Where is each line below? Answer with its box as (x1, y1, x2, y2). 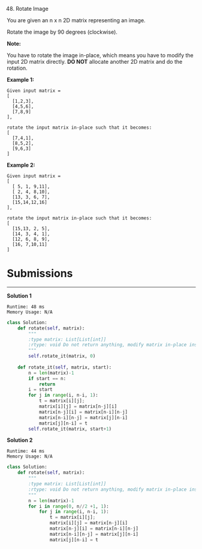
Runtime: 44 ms (7, 448, 45, 455)
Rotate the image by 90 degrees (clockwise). (7, 28, 117, 35)
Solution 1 (7, 292, 32, 299)
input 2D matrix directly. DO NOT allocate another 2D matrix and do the (7, 58, 183, 65)
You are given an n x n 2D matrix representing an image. (7, 17, 146, 23)
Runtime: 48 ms (7, 304, 45, 310)
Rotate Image (15, 5, 49, 12)
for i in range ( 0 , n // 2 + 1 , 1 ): (28, 503, 110, 509)
